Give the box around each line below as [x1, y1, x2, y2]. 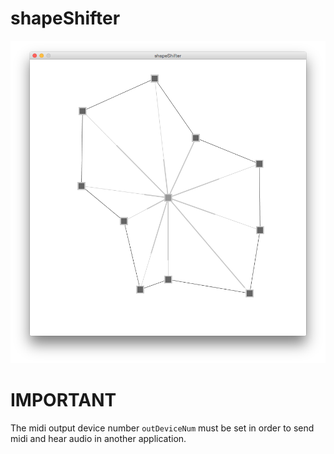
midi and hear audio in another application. [10, 433, 187, 445]
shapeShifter [10, 7, 121, 30]
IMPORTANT [10, 389, 117, 412]
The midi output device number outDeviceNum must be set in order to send [10, 422, 315, 434]
